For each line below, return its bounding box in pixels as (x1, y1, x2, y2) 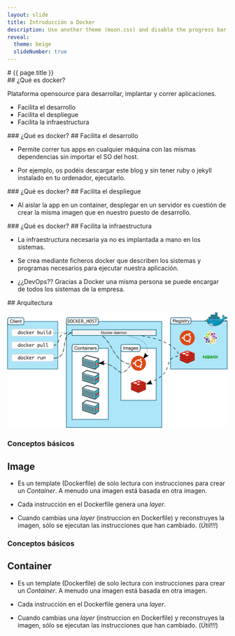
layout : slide (7, 11, 49, 18)
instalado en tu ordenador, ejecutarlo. (17, 174, 126, 182)
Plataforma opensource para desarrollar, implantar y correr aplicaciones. (7, 90, 217, 97)
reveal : (7, 34, 30, 41)
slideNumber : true (13, 48, 68, 55)
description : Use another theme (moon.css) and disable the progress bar (7, 26, 227, 33)
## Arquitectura (7, 299, 53, 306)
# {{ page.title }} (7, 69, 55, 76)
